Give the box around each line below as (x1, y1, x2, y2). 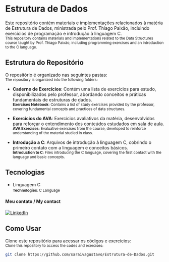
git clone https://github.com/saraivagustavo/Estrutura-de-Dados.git (5, 252, 155, 257)
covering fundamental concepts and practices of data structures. (12, 107, 126, 112)
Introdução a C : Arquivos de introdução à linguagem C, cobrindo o (12, 139, 152, 145)
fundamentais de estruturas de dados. (12, 96, 92, 102)
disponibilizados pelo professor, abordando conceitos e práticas (12, 91, 146, 97)
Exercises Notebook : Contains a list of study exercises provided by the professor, (12, 102, 155, 107)
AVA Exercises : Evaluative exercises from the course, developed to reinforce (12, 126, 146, 131)
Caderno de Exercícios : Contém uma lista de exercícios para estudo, (12, 86, 156, 92)
